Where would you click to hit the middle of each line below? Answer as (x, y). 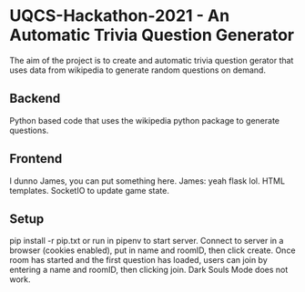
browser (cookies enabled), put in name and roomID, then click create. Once (152, 250)
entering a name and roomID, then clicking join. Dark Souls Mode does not (149, 270)
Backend (35, 99)
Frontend (36, 159)
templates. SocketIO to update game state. (90, 190)
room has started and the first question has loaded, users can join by (139, 260)
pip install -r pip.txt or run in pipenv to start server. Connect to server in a (147, 241)
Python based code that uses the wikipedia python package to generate (145, 120)
